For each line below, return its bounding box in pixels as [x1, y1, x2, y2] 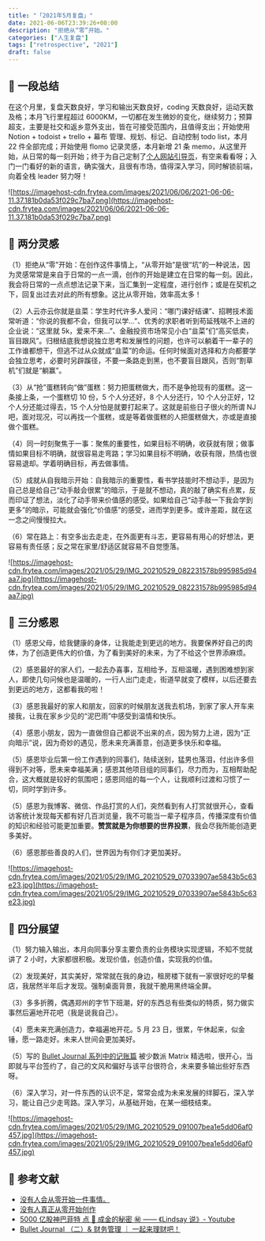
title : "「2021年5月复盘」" [8, 11, 93, 20]
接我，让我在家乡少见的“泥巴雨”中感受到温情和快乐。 [8, 711, 181, 721]
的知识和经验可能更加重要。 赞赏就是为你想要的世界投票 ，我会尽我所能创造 [8, 821, 250, 830]
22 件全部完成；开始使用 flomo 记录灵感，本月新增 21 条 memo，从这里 [8, 142, 241, 151]
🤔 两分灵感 [8, 237, 59, 251]
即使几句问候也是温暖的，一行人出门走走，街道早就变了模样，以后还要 [21, 675, 250, 684]
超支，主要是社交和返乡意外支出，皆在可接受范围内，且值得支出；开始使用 [8, 122, 250, 131]
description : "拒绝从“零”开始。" [8, 26, 110, 34]
